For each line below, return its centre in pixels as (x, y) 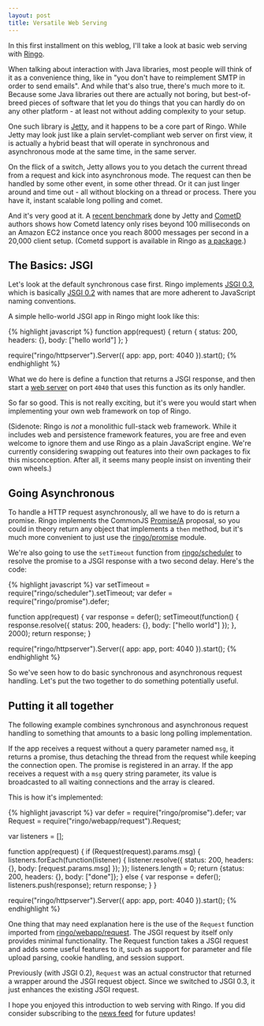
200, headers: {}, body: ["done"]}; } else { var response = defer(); (114, 876)
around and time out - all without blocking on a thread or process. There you (132, 192)
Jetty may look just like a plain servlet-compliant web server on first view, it (130, 134)
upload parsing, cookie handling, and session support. (97, 957)
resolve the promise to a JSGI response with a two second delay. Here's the (131, 561)
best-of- (237, 94)
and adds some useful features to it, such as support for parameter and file (130, 949)
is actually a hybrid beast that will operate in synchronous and (109, 143)
